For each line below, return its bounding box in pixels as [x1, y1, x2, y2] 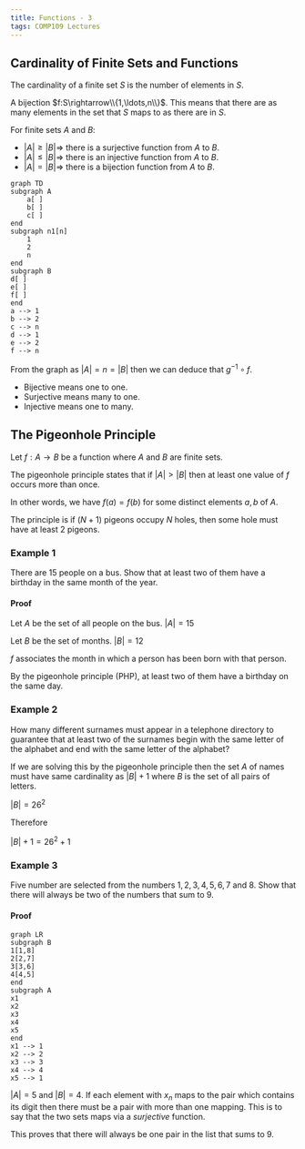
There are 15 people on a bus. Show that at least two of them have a [10, 567, 266, 578]
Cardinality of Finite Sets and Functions [10, 56, 239, 71]
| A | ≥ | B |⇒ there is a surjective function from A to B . [23, 142, 219, 153]
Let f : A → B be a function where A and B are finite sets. [10, 452, 224, 463]
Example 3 [10, 859, 58, 871]
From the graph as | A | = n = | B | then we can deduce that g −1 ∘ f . [10, 362, 253, 374]
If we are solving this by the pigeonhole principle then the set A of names [10, 761, 285, 772]
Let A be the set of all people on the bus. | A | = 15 [10, 618, 195, 629]
